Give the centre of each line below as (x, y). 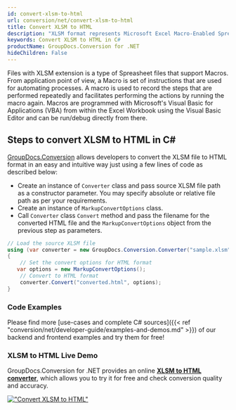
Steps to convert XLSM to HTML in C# (92, 140)
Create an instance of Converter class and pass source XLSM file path (119, 185)
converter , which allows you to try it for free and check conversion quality (115, 378)
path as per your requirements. (62, 200)
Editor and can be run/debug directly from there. (77, 117)
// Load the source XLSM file (52, 243)
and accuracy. (28, 386)
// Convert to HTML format (59, 276)
